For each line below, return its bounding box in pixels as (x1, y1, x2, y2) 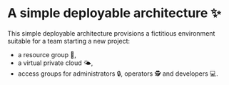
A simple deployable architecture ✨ (7, 5, 221, 21)
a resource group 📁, (17, 50, 77, 59)
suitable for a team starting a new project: (7, 36, 131, 45)
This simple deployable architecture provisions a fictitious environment (7, 29, 215, 37)
